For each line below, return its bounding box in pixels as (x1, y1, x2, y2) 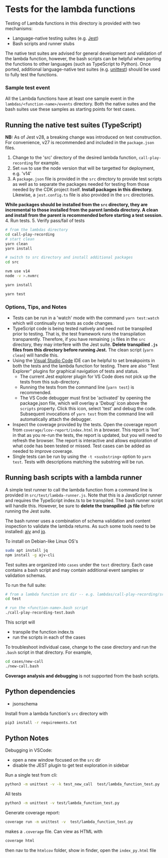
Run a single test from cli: (5, 772, 57, 778)
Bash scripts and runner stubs (12, 40, 75, 46)
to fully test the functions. (5, 71, 58, 77)
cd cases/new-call (5, 659, 43, 664)
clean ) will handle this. (12, 352, 59, 358)
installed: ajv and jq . (5, 528, 46, 534)
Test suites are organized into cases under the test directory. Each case (5, 561, 153, 568)
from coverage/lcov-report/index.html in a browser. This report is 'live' (12, 427, 160, 433)
